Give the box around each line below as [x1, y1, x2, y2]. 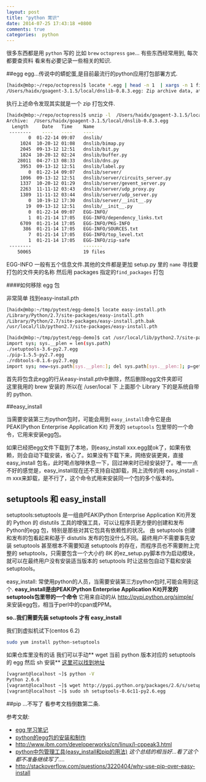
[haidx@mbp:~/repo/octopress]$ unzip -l [6, 112, 112, 118]
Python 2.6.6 [6, 677, 40, 683]
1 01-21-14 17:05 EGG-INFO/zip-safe [28, 237, 131, 244]
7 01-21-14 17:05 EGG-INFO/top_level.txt [28, 232, 144, 238]
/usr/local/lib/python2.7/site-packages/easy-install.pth [6, 324, 158, 330]
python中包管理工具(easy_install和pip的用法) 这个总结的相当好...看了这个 [15, 748, 198, 755]
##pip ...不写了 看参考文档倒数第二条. [6, 700, 101, 707]
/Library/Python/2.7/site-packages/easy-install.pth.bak [6, 318, 155, 324]
